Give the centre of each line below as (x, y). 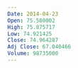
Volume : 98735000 (33, 54)
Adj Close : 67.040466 (39, 47)
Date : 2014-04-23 (33, 14)
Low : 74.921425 (30, 34)
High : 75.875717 (31, 27)
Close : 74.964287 (33, 40)
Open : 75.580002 (31, 21)
